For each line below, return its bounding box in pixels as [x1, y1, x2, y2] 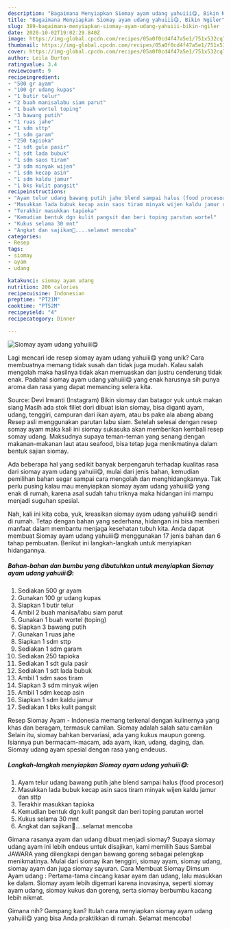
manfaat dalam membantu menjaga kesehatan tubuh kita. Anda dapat [8, 524, 204, 532]
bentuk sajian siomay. [8, 447, 69, 455]
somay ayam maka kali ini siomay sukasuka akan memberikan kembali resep [8, 425, 224, 433]
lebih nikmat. [8, 893, 44, 902]
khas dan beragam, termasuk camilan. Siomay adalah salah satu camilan [8, 723, 213, 732]
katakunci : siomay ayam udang [8, 277, 95, 284]
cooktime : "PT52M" [8, 303, 60, 310]
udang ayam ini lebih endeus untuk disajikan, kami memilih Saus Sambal [8, 842, 212, 850]
